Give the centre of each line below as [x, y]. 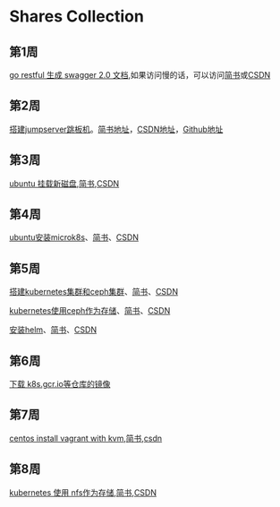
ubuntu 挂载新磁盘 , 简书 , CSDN [64, 183]
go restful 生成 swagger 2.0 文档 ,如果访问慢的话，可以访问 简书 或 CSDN [140, 75]
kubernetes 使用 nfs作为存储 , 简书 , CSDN [83, 492]
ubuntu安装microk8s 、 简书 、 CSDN [74, 237]
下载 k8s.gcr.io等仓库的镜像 [60, 384]
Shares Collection [77, 17]
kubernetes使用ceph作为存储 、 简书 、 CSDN [90, 311]
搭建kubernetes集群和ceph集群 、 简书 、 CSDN [94, 292]
